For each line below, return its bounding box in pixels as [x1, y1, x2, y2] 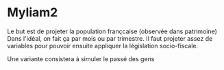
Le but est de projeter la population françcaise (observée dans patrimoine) [7, 27, 218, 35]
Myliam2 [7, 5, 58, 20]
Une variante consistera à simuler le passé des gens [7, 54, 155, 63]
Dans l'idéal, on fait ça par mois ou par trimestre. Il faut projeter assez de [7, 34, 213, 42]
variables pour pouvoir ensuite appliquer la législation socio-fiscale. [7, 41, 199, 50]
